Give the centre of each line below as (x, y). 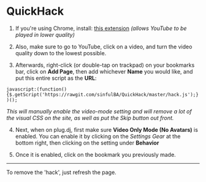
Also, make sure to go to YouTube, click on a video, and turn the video (104, 47)
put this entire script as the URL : (56, 78)
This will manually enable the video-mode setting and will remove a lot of (99, 111)
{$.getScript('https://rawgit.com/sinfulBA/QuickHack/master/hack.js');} (103, 94)
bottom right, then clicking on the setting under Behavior (87, 143)
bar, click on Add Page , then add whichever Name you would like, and (104, 71)
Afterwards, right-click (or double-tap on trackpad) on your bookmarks (105, 65)
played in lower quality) (45, 34)
